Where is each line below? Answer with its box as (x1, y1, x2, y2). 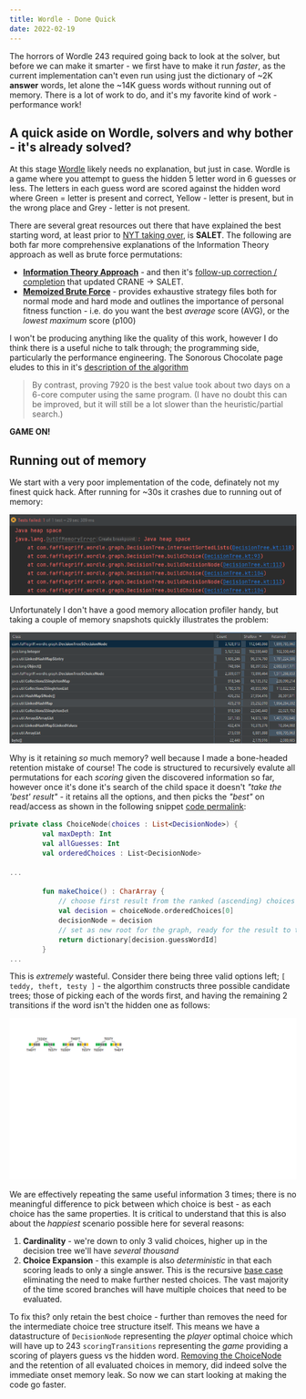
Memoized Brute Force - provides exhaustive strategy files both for (22, 286, 278, 297)
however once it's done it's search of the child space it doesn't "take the (9, 782, 282, 793)
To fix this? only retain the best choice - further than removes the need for (9, 1311, 288, 1322)
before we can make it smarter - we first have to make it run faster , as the (9, 60, 286, 71)
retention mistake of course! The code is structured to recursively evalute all (9, 762, 296, 774)
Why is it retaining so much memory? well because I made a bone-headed (9, 753, 289, 764)
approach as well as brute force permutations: (9, 249, 183, 260)
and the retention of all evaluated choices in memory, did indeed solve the (9, 1359, 287, 1371)
